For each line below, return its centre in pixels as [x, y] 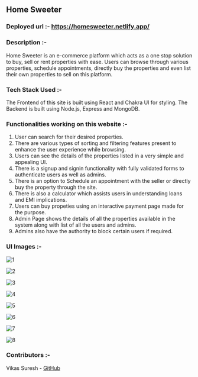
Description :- [27, 43]
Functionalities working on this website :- [67, 124]
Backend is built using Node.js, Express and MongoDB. [73, 108]
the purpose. [30, 212]
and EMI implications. [41, 200]
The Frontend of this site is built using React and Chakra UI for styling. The [97, 102]
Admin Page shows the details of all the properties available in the [95, 219]
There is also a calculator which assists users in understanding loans [98, 194]
